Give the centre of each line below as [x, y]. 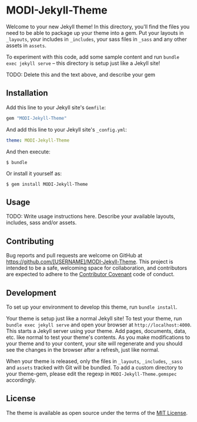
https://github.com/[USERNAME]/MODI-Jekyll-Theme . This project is [90, 262]
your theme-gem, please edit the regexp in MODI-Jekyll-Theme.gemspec [91, 374]
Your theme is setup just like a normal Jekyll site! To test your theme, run [94, 318]
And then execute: [28, 152]
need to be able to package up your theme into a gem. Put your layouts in [95, 32]
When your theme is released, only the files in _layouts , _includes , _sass [94, 361]
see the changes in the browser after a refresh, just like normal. [83, 349]
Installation [27, 93]
